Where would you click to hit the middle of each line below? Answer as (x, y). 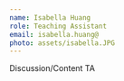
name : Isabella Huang (50, 18)
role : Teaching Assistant (58, 26)
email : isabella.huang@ (54, 34)
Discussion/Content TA (52, 68)
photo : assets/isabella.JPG (62, 43)
